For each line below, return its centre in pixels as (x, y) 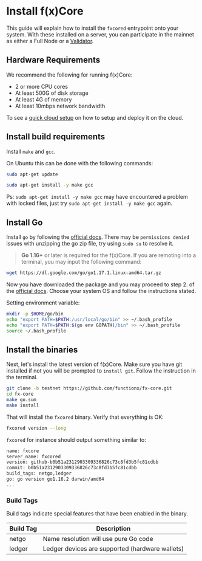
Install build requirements (56, 137)
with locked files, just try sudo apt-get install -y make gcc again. (89, 203)
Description (113, 529)
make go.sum (21, 400)
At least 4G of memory (43, 99)
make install (23, 405)
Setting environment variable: (43, 303)
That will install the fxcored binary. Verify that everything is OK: (85, 417)
